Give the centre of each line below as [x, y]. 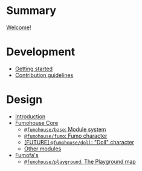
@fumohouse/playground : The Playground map [80, 161]
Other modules [43, 149]
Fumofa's [27, 155]
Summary [31, 11]
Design [24, 100]
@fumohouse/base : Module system [65, 129]
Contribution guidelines [44, 75]
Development [41, 52]
